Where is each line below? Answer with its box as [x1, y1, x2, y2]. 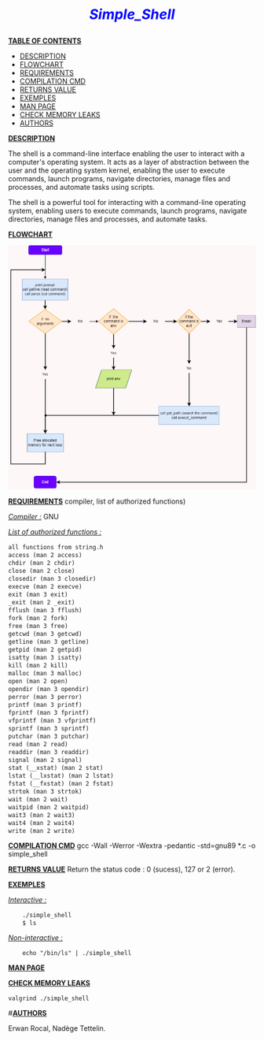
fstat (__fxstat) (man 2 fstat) [8, 779, 114, 787]
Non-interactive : [8, 932, 64, 942]
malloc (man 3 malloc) [8, 669, 82, 677]
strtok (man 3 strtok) [8, 787, 82, 795]
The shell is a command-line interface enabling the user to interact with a [8, 149, 245, 158]
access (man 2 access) [8, 551, 82, 559]
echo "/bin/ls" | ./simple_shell [22, 949, 132, 957]
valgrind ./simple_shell [8, 995, 90, 1002]
